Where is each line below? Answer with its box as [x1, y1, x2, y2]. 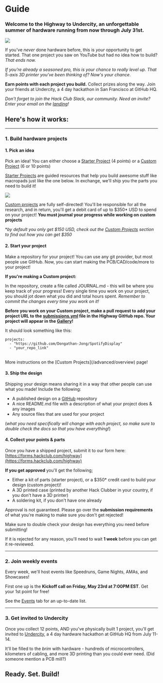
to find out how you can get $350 [5, 232, 72, 238]
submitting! [5, 526, 28, 533]
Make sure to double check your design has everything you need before [5, 522, 149, 527]
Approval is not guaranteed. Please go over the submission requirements [5, 507, 153, 513]
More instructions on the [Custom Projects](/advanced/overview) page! [5, 359, 148, 365]
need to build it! [5, 183, 36, 189]
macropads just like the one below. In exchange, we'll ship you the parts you [5, 178, 158, 184]
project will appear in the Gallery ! [5, 318, 74, 324]
